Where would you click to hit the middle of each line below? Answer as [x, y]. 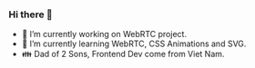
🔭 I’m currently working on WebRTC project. [104, 34]
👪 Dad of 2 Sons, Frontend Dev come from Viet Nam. [123, 54]
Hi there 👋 [31, 15]
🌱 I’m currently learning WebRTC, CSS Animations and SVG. [134, 44]
